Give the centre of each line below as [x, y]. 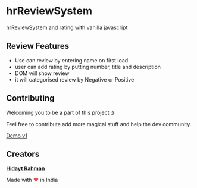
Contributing [30, 98]
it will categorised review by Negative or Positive [74, 79]
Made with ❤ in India [32, 180]
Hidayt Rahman [26, 168]
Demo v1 [17, 136]
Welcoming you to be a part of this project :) [60, 112]
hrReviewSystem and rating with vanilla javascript [67, 27]
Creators [23, 154]
